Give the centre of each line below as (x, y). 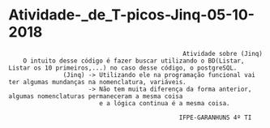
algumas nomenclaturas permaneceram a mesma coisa (96, 96)
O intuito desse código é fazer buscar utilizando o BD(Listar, (134, 61)
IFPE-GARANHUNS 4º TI (215, 117)
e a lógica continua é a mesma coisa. (164, 103)
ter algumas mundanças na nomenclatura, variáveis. (97, 82)
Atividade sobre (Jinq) (223, 53)
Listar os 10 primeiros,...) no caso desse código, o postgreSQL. (123, 68)
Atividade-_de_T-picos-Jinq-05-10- (132, 15)
